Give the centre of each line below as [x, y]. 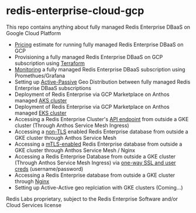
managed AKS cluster [41, 100]
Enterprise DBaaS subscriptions [53, 88]
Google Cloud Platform [34, 33]
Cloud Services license [34, 205]
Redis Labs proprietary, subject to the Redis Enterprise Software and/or [92, 199]
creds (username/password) [49, 169]
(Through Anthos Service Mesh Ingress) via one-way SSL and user [95, 163]
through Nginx [32, 181]
